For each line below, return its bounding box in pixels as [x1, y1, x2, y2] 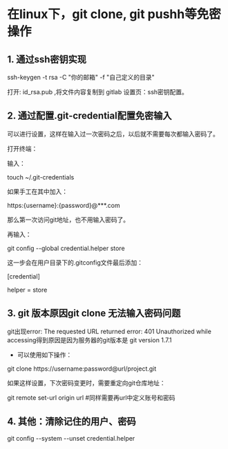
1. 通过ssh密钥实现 [7, 53, 86, 65]
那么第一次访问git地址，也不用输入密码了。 [7, 215, 130, 224]
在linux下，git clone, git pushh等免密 [7, 6, 221, 22]
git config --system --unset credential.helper [7, 434, 135, 443]
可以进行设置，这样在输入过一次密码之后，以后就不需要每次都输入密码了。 [7, 130, 219, 138]
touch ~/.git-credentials [7, 173, 75, 181]
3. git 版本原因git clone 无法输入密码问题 [7, 308, 181, 319]
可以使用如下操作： [17, 351, 73, 359]
